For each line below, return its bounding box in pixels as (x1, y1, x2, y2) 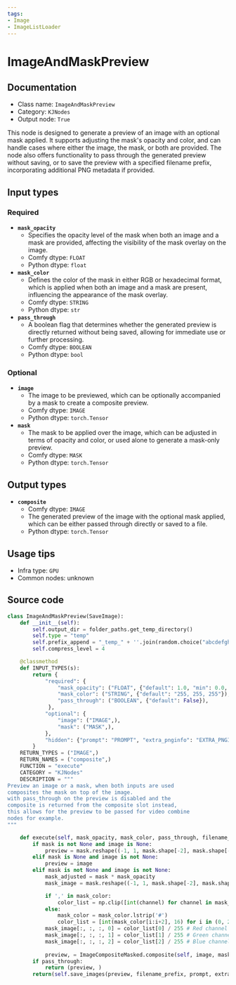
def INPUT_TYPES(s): (20, 665, 80, 672)
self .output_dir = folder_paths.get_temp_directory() (32, 626, 193, 633)
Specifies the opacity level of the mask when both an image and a (27, 231, 219, 240)
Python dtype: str (27, 306, 81, 314)
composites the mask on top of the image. (7, 788, 133, 796)
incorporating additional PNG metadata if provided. (7, 166, 155, 174)
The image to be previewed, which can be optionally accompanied (27, 391, 221, 400)
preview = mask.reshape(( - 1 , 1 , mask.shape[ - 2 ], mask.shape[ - (44, 847, 231, 854)
